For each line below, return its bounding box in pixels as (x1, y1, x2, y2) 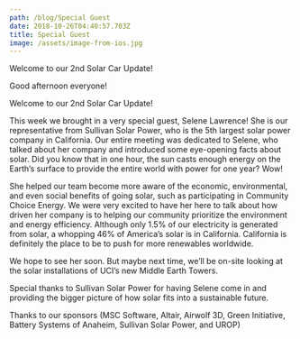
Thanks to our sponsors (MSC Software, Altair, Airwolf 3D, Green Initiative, (9, 310, 286, 321)
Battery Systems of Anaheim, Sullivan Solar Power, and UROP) (9, 319, 241, 330)
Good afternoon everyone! (9, 80, 108, 91)
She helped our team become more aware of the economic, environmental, (9, 181, 288, 192)
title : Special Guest (9, 30, 91, 39)
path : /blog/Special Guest (9, 13, 111, 23)
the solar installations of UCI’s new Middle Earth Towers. (9, 265, 219, 276)
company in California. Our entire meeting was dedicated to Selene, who (9, 134, 279, 145)
